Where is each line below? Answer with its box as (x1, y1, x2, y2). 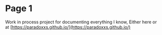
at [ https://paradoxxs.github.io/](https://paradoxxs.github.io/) (5, 24, 131, 30)
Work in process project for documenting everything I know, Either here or (5, 19, 157, 25)
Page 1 (5, 3, 33, 14)
